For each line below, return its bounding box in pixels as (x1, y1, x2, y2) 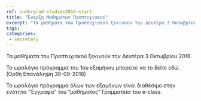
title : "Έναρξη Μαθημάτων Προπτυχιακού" (6, 14, 109, 20)
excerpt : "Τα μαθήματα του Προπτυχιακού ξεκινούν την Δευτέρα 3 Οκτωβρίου (6, 20, 197, 26)
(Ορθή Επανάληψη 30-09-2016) (6, 71, 87, 77)
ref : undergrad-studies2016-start (6, 8, 93, 15)
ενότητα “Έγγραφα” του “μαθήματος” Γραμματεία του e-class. (6, 89, 163, 95)
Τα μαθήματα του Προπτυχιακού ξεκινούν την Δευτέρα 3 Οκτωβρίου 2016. (6, 53, 193, 59)
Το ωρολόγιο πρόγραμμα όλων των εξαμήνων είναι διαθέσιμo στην (6, 82, 176, 89)
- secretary (8, 36, 39, 42)
